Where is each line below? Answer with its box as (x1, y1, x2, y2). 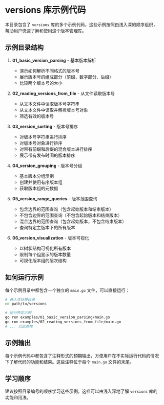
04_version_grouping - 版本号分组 (12, 163, 82, 168)
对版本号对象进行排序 (19, 140, 62, 146)
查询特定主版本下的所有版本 (19, 224, 76, 230)
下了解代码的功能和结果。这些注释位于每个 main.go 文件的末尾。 (5, 358, 134, 365)
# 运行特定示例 (5, 310, 32, 315)
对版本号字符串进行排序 (19, 134, 67, 140)
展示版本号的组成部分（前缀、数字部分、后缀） (19, 74, 114, 80)
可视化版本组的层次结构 (19, 258, 67, 263)
